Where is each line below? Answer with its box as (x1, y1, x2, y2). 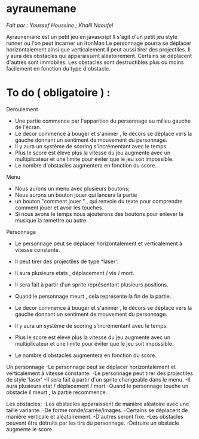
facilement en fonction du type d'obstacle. (6, 65, 111, 72)
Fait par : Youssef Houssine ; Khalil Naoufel (6, 22, 114, 29)
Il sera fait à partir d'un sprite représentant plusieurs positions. (14, 281, 169, 288)
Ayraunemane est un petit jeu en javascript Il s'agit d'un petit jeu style (6, 33, 177, 40)
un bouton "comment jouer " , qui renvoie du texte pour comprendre (14, 197, 183, 205)
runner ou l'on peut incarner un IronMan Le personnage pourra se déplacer (6, 39, 192, 47)
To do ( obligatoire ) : (6, 86, 111, 100)
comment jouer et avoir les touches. (14, 204, 103, 211)
